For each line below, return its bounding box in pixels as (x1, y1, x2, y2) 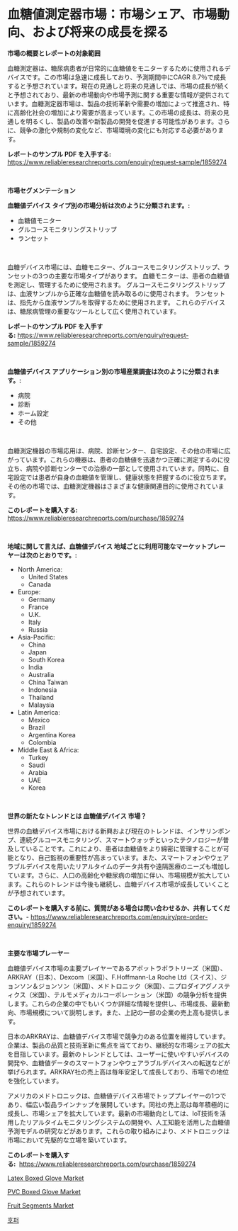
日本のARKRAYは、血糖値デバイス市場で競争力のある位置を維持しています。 (7, 1032, 229, 1040)
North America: (17, 565, 62, 574)
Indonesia (28, 685, 57, 694)
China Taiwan (28, 678, 69, 686)
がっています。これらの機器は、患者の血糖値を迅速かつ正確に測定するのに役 (7, 455, 230, 464)
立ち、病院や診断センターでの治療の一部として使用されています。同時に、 (7, 464, 223, 472)
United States (28, 572, 69, 581)
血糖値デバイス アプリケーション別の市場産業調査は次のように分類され (7, 367, 214, 375)
